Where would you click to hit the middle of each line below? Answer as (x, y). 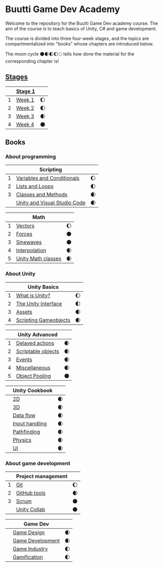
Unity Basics (43, 287)
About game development (38, 463)
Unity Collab (31, 509)
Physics (22, 440)
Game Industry (30, 549)
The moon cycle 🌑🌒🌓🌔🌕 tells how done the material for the (70, 54)
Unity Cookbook (33, 390)
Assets (24, 312)
